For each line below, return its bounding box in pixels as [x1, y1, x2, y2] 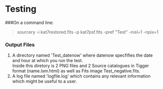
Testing [5, 3, 37, 15]
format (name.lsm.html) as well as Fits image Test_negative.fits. [12, 68, 140, 74]
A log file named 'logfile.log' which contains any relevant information [12, 73, 151, 79]
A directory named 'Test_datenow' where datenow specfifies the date [12, 52, 153, 58]
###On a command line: [5, 20, 54, 25]
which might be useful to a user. [12, 78, 77, 84]
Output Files [5, 41, 35, 48]
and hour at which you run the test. [12, 58, 83, 64]
